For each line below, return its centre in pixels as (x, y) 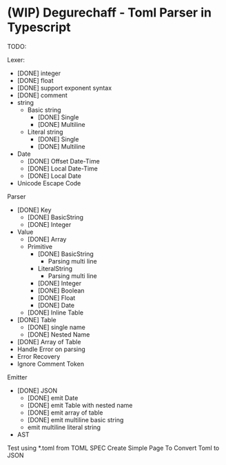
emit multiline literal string (64, 427)
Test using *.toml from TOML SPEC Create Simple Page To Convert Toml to (113, 448)
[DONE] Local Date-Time (62, 168)
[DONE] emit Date (53, 397)
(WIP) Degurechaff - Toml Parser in (110, 13)
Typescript (39, 27)
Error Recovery (39, 356)
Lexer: (16, 59)
